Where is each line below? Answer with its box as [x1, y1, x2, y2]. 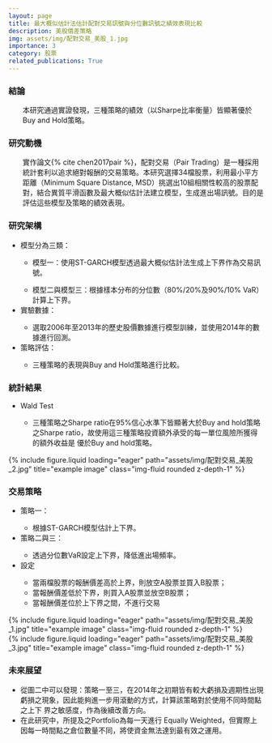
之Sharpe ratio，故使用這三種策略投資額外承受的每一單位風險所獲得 [32, 428, 258, 438]
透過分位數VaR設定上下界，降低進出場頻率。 [32, 550, 181, 560]
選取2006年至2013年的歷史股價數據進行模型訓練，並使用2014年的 [32, 322, 253, 332]
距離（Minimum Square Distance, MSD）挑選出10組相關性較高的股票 [23, 177, 252, 187]
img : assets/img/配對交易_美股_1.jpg [8, 34, 129, 43]
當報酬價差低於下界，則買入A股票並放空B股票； [32, 588, 192, 598]
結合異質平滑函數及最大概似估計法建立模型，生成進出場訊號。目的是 [36, 188, 264, 198]
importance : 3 [8, 42, 57, 50]
